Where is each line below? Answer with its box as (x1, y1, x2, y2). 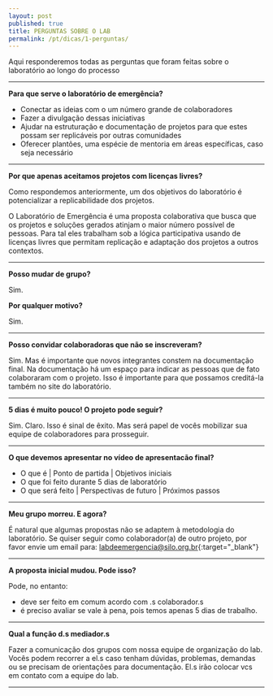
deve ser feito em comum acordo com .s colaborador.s (19, 597, 204, 607)
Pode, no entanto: (8, 581, 68, 591)
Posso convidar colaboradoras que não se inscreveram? (8, 340, 202, 350)
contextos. (8, 246, 45, 256)
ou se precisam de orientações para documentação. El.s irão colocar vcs (8, 662, 253, 672)
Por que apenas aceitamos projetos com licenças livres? (8, 172, 203, 181)
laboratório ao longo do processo (8, 66, 120, 76)
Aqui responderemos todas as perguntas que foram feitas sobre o (8, 57, 229, 67)
